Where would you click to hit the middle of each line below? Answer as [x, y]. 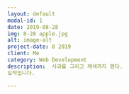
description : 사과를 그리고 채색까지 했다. [65, 66]
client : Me [23, 54]
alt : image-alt [30, 40]
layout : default [31, 14]
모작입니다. [21, 73]
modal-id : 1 [25, 20]
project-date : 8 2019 [39, 47]
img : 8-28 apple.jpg [38, 34]
